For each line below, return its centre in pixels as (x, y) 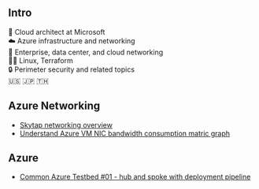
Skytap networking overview (66, 124)
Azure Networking (54, 106)
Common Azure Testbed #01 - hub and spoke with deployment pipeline (135, 177)
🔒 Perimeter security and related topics (72, 69)
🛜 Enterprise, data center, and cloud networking (86, 52)
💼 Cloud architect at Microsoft (57, 31)
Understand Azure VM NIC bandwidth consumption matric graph (125, 133)
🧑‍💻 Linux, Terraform (41, 60)
